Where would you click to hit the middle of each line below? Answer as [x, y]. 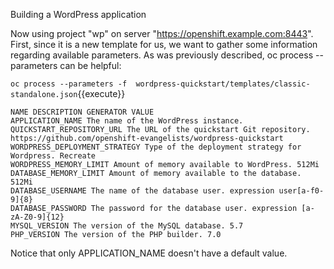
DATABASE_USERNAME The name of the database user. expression [142, 191]
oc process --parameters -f [69, 84]
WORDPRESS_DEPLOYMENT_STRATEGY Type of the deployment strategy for [156, 147]
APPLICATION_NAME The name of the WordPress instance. [127, 121]
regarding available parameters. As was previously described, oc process [162, 55]
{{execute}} [101, 93]
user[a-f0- [301, 191]
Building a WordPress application [78, 14]
